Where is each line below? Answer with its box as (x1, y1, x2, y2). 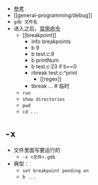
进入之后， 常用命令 (13, 25, 61, 32)
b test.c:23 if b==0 (31, 63, 77, 70)
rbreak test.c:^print (31, 70, 77, 76)
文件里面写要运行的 (13, 146, 61, 153)
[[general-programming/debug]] (13, 12, 92, 19)
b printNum (31, 57, 59, 64)
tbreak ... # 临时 (31, 82, 70, 90)
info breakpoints (31, 38, 71, 45)
